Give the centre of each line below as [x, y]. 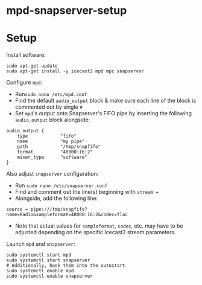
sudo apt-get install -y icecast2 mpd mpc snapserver [75, 71]
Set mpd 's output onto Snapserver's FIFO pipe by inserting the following [103, 114]
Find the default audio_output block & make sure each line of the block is [106, 101]
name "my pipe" [51, 142]
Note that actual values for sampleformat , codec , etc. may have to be [99, 226]
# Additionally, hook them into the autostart [66, 266]
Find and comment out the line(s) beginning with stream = [87, 192]
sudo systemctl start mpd [39, 255]
